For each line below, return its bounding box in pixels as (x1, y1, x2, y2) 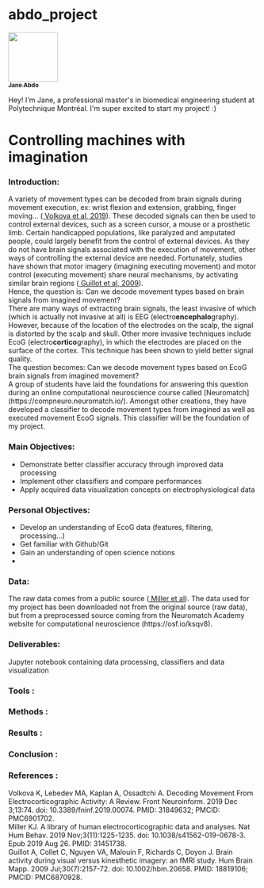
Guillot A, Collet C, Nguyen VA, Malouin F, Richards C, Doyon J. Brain (8, 847, 233, 856)
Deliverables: (8, 639, 61, 650)
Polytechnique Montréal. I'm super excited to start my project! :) (8, 103, 216, 112)
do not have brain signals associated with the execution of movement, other (8, 245, 256, 254)
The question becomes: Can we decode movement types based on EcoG (8, 363, 247, 372)
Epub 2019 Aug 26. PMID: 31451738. (8, 838, 127, 848)
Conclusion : (8, 749, 58, 760)
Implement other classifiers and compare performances (19, 476, 202, 486)
